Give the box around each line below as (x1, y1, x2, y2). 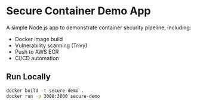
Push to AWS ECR (14, 48, 59, 55)
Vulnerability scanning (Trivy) (14, 42, 88, 49)
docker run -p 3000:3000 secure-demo (6, 93, 100, 99)
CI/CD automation (14, 54, 59, 61)
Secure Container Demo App (6, 4, 151, 18)
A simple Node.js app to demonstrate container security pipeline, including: (6, 24, 192, 31)
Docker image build (14, 35, 63, 42)
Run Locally (6, 72, 51, 82)
